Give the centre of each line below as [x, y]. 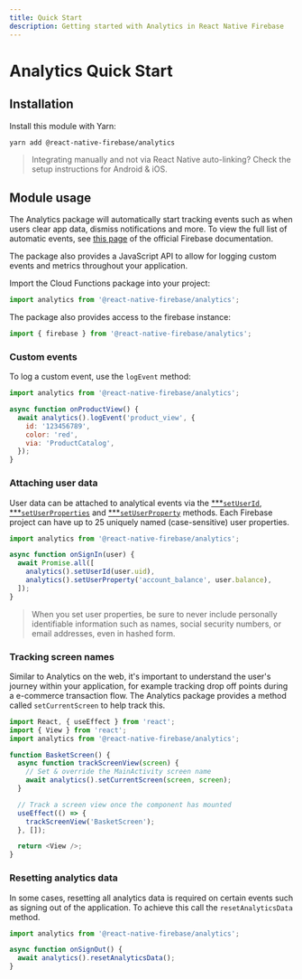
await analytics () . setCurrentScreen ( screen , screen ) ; [128, 780]
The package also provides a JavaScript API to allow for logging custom [143, 256]
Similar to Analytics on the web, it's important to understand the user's [140, 676]
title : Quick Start [46, 18]
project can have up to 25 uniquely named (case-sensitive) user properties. [150, 522]
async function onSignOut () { [66, 950]
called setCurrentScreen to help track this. [87, 705]
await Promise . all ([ [56, 563]
